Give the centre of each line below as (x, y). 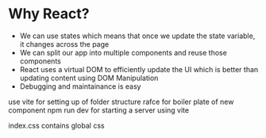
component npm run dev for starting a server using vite (98, 110)
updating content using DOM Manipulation (89, 78)
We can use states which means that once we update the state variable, (137, 36)
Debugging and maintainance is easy (80, 86)
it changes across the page (64, 44)
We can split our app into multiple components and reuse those (123, 52)
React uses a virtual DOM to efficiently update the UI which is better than (139, 69)
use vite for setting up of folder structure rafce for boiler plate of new (121, 102)
